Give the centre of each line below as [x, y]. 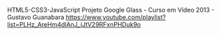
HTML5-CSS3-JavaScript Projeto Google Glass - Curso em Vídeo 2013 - [111, 10]
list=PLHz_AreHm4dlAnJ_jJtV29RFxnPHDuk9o [74, 24]
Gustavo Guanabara [36, 17]
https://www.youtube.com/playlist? [116, 17]
